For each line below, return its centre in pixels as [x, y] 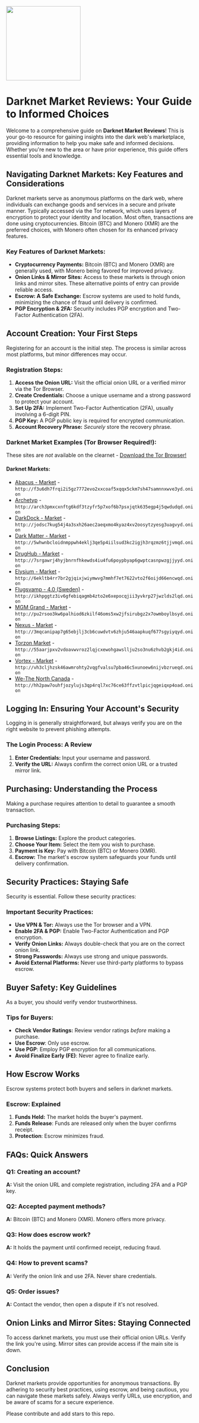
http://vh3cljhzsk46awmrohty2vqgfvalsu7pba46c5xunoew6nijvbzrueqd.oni [104, 667]
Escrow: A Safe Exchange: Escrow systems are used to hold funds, [98, 296]
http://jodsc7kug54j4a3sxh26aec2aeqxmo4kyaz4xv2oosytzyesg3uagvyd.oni [104, 525]
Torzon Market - [35, 642]
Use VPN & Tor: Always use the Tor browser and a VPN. [83, 924]
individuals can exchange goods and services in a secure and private [91, 204]
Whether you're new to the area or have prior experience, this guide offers [97, 149]
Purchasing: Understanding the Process [82, 789]
